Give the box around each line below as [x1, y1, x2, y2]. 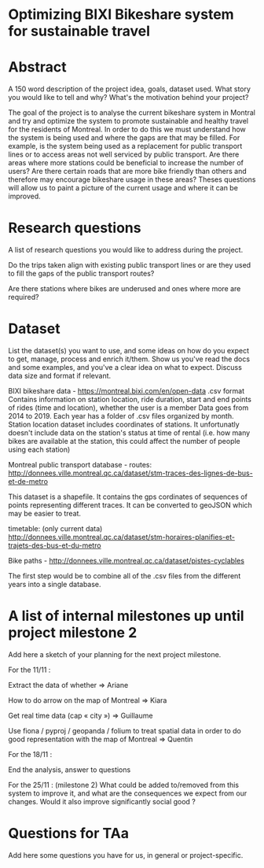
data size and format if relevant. [8, 371, 112, 380]
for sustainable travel [8, 22, 151, 40]
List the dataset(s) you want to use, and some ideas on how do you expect [8, 346, 250, 355]
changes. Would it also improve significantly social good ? [8, 796, 196, 806]
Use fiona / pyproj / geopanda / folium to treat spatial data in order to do [8, 726, 241, 735]
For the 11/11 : [8, 665, 51, 674]
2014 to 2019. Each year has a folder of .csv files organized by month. [8, 412, 234, 420]
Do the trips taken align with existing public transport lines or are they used [8, 260, 251, 270]
